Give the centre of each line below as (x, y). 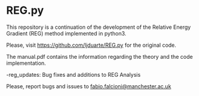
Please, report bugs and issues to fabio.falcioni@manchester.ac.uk (89, 86)
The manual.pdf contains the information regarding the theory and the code (99, 56)
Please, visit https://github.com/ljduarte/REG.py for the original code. (91, 45)
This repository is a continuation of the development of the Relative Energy (99, 27)
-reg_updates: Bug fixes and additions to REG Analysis (73, 74)
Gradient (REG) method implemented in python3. (67, 33)
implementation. (26, 63)
